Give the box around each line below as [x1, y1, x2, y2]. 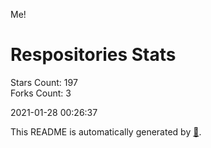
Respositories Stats [10, 44, 177, 66]
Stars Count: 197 [10, 76, 78, 88]
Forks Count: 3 [10, 87, 72, 99]
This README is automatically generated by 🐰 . [10, 125, 202, 138]
